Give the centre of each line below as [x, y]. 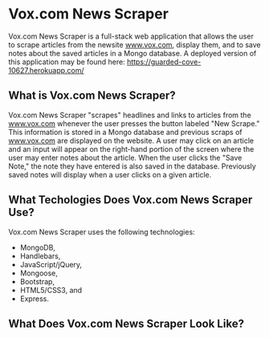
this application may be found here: [67, 62]
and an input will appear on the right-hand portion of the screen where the [131, 149]
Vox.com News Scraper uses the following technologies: [102, 232]
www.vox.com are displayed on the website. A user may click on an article [131, 140]
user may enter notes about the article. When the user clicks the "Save [125, 157]
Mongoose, [39, 273]
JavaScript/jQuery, [51, 264]
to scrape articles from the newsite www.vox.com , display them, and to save [134, 44]
